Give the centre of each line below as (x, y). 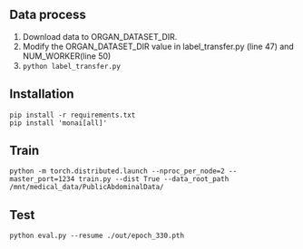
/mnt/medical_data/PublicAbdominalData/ (87, 187)
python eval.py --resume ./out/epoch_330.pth (97, 236)
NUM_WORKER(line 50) (67, 56)
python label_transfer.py (71, 66)
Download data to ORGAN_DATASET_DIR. (100, 36)
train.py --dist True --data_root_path (154, 179)
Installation (42, 94)
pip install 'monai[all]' (58, 123)
